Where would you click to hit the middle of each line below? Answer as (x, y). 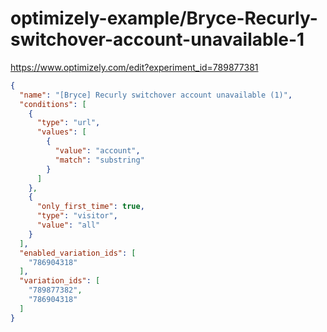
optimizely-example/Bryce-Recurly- (164, 18)
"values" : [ (61, 132)
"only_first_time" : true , (90, 207)
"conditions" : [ (53, 104)
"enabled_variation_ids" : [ (78, 253)
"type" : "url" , (68, 123)
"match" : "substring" (99, 160)
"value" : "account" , (97, 151)
